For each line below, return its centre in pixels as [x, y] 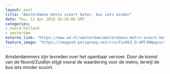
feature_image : [21, 42]
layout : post [19, 10]
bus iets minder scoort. [29, 67]
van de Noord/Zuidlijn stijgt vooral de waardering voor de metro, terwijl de [82, 62]
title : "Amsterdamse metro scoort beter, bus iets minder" [69, 14]
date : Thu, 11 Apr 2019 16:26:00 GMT [45, 19]
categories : [18, 24]
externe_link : [20, 38]
